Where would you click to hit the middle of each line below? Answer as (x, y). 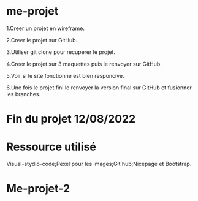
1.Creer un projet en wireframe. (45, 28)
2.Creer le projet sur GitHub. (42, 40)
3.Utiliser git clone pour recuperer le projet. (61, 52)
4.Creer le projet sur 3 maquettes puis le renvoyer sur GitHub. (84, 64)
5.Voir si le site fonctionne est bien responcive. (65, 75)
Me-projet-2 (38, 189)
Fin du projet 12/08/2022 (71, 119)
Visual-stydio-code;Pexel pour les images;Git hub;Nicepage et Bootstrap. (99, 164)
